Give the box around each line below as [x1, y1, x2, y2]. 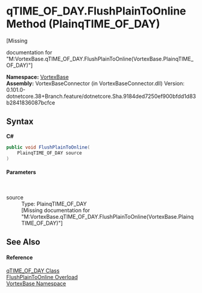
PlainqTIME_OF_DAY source [17, 150, 83, 156]
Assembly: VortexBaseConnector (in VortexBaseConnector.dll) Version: [6, 80, 185, 87]
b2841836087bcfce [6, 98, 55, 106]
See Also [6, 237, 40, 247]
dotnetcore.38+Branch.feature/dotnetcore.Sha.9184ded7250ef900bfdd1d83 [6, 92, 197, 100]
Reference [6, 254, 33, 261]
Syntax [6, 117, 34, 127]
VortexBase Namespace [6, 280, 66, 288]
